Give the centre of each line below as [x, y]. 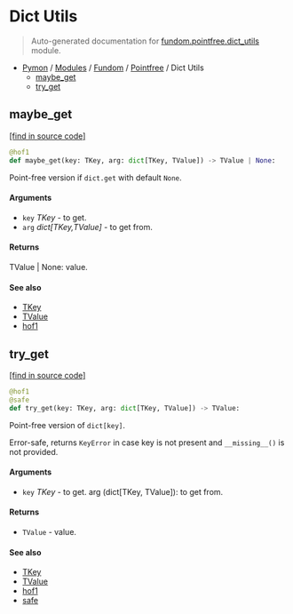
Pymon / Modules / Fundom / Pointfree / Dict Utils [113, 68]
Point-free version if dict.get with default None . [95, 177]
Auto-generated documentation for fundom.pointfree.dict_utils [145, 41]
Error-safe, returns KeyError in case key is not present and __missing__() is [147, 443]
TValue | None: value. [49, 267]
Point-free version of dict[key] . [67, 425]
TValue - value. [49, 531]
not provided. [34, 451]
